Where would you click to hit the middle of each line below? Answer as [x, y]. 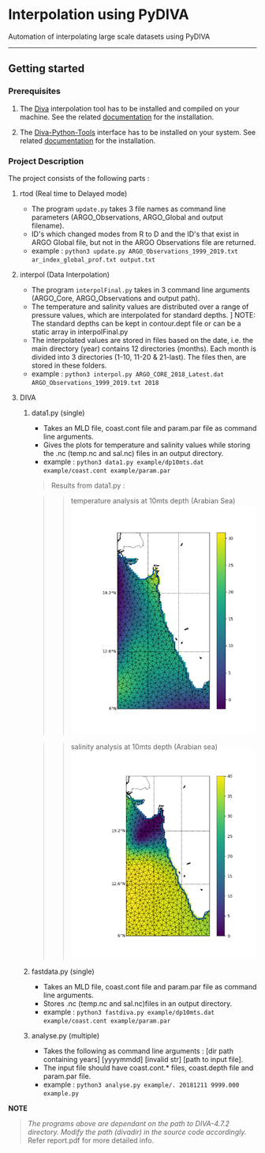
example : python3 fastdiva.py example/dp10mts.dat [129, 1012]
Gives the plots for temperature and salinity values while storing [147, 445]
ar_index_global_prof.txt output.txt [93, 260]
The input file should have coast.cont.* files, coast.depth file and [148, 1068]
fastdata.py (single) [63, 971]
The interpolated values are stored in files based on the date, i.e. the [142, 340]
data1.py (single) [58, 413]
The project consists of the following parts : [79, 178]
